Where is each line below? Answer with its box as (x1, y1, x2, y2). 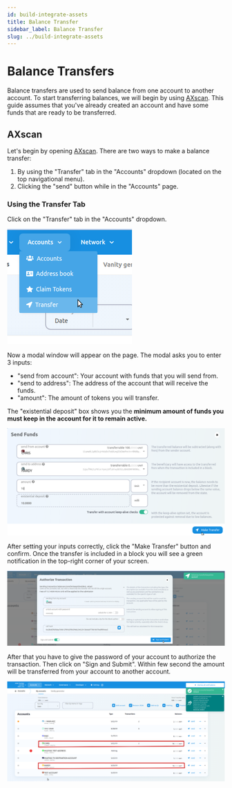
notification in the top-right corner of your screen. (7, 557, 149, 565)
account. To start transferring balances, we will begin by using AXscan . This (7, 94, 224, 102)
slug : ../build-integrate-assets (7, 33, 104, 40)
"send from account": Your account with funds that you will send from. (17, 372, 219, 380)
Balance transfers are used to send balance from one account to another (7, 86, 214, 95)
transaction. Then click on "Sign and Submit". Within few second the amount (7, 660, 225, 668)
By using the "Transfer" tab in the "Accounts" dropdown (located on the (17, 168, 222, 175)
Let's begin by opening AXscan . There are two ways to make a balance (7, 147, 210, 155)
